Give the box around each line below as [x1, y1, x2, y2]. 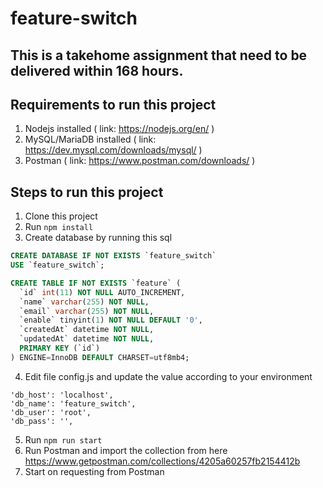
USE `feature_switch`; [10, 260, 105, 271]
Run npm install [24, 221, 94, 233]
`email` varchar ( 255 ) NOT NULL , [19, 306, 155, 316]
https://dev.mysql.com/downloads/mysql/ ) [24, 144, 203, 156]
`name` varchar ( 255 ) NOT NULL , [19, 297, 150, 307]
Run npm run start [24, 433, 103, 446]
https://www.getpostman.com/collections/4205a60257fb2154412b [24, 455, 301, 467]
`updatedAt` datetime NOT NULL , [19, 334, 155, 344]
